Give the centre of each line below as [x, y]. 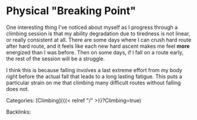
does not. [18, 89]
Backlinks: [19, 112]
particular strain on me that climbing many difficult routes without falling [93, 82]
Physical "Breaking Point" [71, 11]
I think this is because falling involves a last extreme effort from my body [94, 70]
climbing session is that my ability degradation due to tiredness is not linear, [98, 33]
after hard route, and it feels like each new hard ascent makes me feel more [98, 46]
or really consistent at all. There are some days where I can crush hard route [99, 40]
